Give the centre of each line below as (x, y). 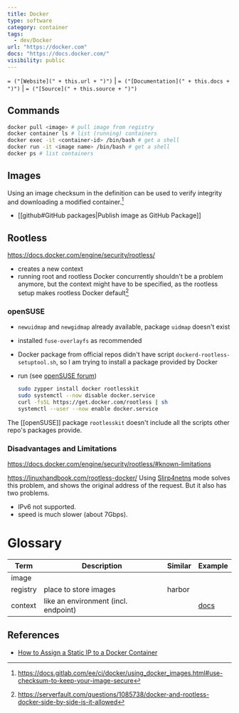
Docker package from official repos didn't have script (96, 354)
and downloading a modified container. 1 (66, 201)
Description (102, 565)
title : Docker (28, 14)
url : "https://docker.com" (47, 47)
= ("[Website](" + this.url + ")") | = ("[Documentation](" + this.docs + (118, 81)
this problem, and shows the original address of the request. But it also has (117, 485)
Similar (179, 565)
